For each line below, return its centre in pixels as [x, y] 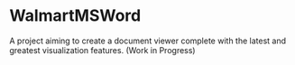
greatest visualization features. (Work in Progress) [102, 50]
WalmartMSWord [75, 16]
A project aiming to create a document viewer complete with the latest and [148, 41]
